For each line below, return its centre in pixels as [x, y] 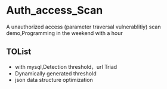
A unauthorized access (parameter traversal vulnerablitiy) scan [83, 27]
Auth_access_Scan [55, 10]
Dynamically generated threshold [55, 73]
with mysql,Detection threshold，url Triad [66, 66]
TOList [19, 52]
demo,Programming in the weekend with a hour [65, 33]
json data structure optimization [54, 80]
